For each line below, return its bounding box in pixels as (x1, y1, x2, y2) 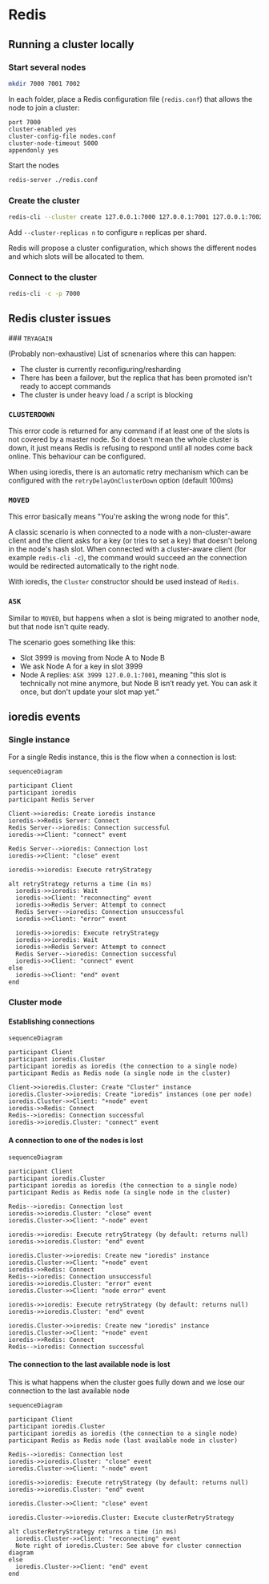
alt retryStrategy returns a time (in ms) (8, 880, 152, 888)
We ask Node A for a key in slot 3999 (19, 661, 143, 671)
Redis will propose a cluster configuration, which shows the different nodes (8, 243, 257, 253)
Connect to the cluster (8, 271, 98, 282)
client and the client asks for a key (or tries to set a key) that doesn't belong (8, 535, 258, 546)
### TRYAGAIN (8, 333, 53, 342)
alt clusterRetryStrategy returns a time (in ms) (8, 1527, 178, 1536)
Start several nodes (8, 62, 86, 73)
